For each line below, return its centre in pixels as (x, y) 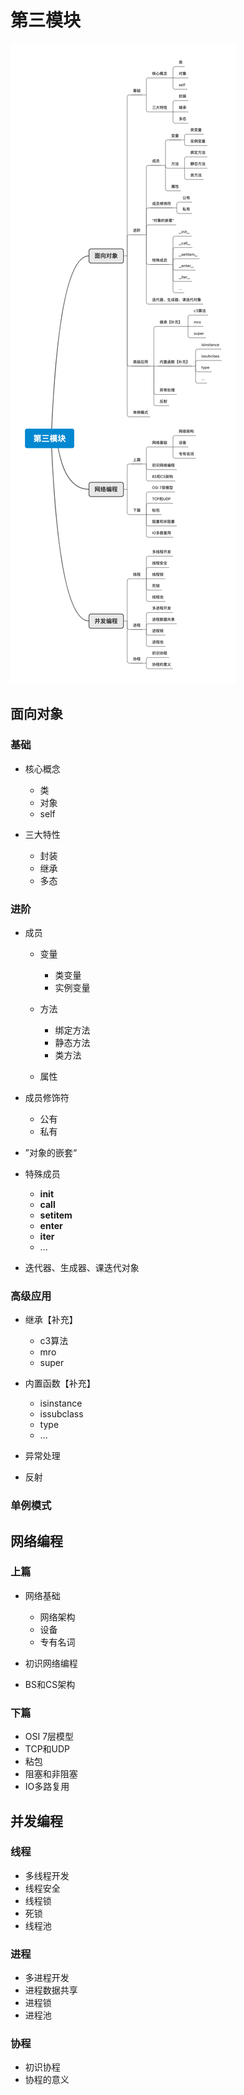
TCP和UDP (47, 1749)
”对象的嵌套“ (51, 1152)
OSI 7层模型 (49, 1737)
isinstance (61, 1403)
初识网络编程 (51, 1663)
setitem (56, 1215)
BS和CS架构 (50, 1684)
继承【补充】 (51, 1320)
